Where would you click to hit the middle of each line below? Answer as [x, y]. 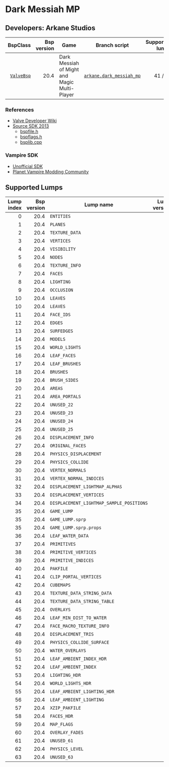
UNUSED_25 [62, 429]
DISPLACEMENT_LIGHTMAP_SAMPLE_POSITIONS [99, 503]
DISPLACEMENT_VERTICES [77, 495]
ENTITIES [60, 216]
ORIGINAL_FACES [68, 446]
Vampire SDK [22, 155]
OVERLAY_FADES [67, 733]
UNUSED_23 [62, 413]
